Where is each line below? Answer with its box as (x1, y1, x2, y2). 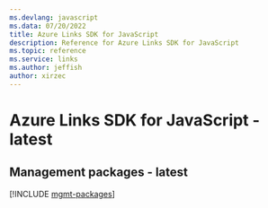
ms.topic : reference (9, 47, 87, 56)
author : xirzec (9, 72, 67, 81)
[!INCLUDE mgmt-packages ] (9, 188, 115, 199)
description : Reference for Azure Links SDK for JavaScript (9, 38, 240, 48)
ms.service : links (9, 55, 78, 64)
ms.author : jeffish (9, 64, 83, 73)
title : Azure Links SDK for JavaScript (9, 30, 159, 39)
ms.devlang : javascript (9, 13, 99, 22)
